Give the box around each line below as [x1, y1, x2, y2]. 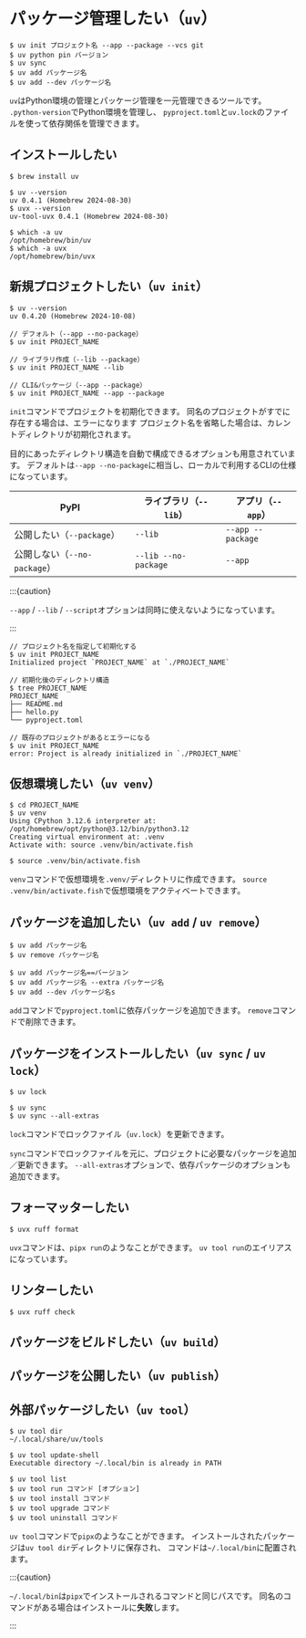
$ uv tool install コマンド [9, 1494, 111, 1504]
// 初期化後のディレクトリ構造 [9, 675, 110, 684]
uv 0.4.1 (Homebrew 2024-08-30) [9, 195, 132, 205]
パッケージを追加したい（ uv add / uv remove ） [9, 914, 267, 930]
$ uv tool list [9, 1475, 67, 1484]
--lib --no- [135, 550, 187, 561]
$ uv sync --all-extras [9, 1111, 100, 1121]
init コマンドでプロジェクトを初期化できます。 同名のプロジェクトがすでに [9, 405, 291, 416]
